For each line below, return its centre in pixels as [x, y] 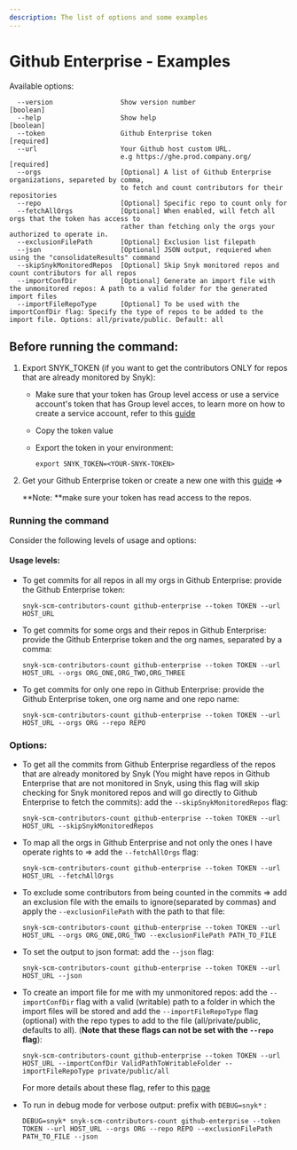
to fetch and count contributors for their [202, 187]
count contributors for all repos [73, 273]
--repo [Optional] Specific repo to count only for [152, 203]
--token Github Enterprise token [115, 133]
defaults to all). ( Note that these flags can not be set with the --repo [148, 1030]
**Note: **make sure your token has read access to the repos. [137, 498]
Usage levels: [35, 561]
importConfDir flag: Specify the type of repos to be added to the [137, 311]
